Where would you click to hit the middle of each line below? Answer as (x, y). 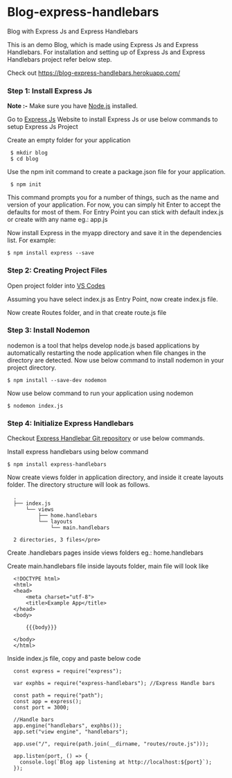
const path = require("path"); (59, 695)
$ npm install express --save (51, 253)
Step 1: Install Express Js (50, 91)
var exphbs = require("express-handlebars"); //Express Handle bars (114, 684)
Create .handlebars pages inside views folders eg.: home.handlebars (105, 553)
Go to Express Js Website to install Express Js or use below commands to (113, 119)
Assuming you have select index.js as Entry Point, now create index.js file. (113, 299)
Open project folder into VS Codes (56, 286)
